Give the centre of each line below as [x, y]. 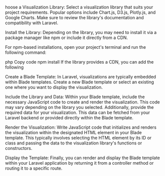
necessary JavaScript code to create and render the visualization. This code [82, 102]
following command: [26, 52]
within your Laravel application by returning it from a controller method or [80, 163]
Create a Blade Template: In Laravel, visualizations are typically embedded [81, 77]
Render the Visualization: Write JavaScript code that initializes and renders [81, 127]
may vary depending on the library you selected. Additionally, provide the [80, 107]
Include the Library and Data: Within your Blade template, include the [75, 97]
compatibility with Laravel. [32, 23]
